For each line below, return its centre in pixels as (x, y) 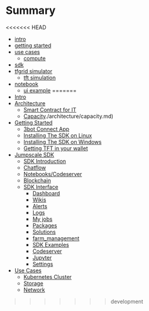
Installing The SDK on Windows (62, 142)
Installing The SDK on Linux (58, 135)
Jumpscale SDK (34, 154)
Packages (45, 225)
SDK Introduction (45, 161)
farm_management (56, 238)
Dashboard (46, 193)
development (127, 301)
